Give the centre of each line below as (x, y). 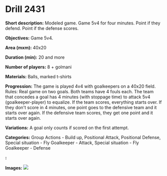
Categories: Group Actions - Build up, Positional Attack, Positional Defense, (83, 137)
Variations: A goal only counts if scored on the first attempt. (67, 128)
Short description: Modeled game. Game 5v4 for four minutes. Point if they (83, 23)
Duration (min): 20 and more (35, 57)
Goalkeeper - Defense (28, 148)
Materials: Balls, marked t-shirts (38, 76)
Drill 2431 (25, 9)
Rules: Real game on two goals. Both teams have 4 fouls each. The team (79, 91)
